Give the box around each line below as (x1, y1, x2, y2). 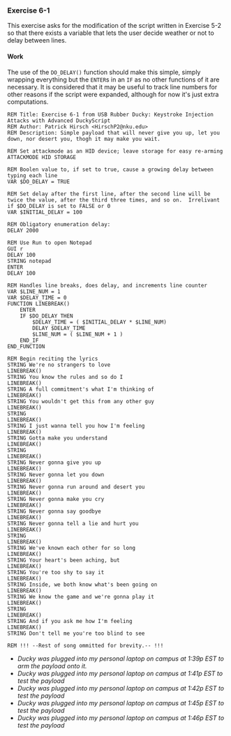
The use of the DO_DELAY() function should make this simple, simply (7, 68, 201, 76)
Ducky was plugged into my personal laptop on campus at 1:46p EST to (17, 714, 225, 722)
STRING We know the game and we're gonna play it (7, 593, 155, 600)
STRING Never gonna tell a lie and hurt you (7, 520, 139, 527)
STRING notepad (7, 257, 52, 264)
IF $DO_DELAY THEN (20, 313, 73, 320)
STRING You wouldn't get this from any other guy (7, 398, 155, 405)
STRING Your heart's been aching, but (7, 557, 120, 564)
